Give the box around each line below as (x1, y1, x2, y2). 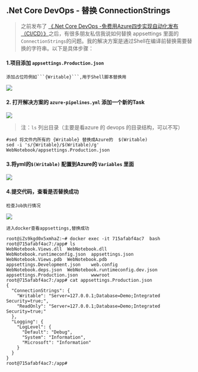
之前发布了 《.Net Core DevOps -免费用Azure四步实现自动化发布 (20, 23, 179, 30)
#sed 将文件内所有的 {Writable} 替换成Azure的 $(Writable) (6, 137, 148, 143)
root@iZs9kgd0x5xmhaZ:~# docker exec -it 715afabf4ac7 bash (6, 236, 161, 241)
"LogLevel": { (17, 324, 52, 330)
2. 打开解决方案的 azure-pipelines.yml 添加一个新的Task (6, 98, 145, 106)
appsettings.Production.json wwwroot (6, 272, 110, 278)
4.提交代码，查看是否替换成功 (6, 188, 79, 195)
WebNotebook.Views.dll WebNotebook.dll (6, 246, 108, 252)
